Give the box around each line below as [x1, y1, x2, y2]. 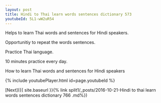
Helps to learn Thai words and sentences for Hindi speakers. [5, 30, 129, 36]
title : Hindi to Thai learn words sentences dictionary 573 [5, 12, 132, 17]
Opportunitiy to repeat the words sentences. [5, 39, 96, 45]
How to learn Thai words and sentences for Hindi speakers [5, 68, 125, 74]
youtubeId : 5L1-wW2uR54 [5, 16, 54, 21]
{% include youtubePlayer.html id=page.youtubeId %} [5, 77, 115, 84]
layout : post [5, 7, 32, 12]
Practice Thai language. [5, 49, 54, 55]
